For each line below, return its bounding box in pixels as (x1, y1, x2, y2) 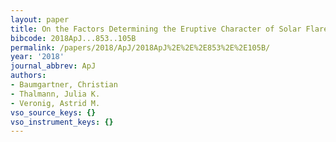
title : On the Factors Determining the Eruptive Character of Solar (10, 24, 302, 34)
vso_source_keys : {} (10, 107, 97, 118)
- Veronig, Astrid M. (10, 98, 101, 108)
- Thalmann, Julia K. (10, 89, 101, 99)
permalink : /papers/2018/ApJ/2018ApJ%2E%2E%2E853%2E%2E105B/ (10, 42, 271, 53)
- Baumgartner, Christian (10, 80, 118, 90)
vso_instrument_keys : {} (10, 117, 114, 127)
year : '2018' (10, 52, 65, 62)
